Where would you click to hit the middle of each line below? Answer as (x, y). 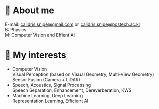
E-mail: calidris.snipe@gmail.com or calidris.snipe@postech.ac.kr (73, 24)
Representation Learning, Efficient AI (50, 101)
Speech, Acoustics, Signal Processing (51, 85)
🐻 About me (30, 10)
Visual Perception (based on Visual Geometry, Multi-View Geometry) (83, 74)
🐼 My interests (35, 55)
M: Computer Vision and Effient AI (40, 35)
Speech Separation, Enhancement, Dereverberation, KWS (72, 90)
